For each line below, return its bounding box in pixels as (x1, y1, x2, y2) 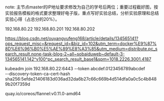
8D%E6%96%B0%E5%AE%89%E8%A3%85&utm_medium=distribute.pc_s (5, 45, 158, 52)
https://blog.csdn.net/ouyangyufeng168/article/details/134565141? (5, 35, 139, 41)
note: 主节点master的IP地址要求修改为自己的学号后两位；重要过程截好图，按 (5, 4, 159, 10)
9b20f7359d (5, 81, 30, 87)
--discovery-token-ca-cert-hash (5, 71, 71, 77)
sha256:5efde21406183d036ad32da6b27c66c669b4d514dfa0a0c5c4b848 (5, 76, 157, 81)
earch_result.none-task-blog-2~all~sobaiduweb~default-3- (5, 51, 125, 57)
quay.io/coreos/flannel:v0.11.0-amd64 (5, 90, 81, 96)
